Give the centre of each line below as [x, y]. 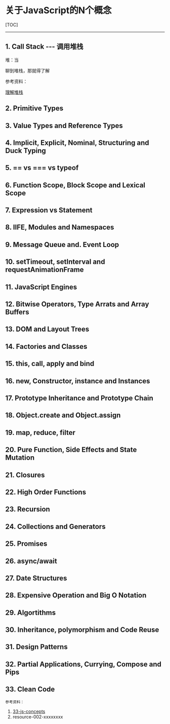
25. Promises [26, 544]
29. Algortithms [31, 612]
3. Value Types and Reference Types [64, 125]
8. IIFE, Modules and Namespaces [60, 228]
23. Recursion [28, 509]
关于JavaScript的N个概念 [59, 10]
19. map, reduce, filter [40, 433]
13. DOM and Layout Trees [47, 329]
